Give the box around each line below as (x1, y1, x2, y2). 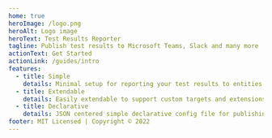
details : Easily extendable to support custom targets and (23, 95, 227, 103)
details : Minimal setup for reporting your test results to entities (23, 80, 263, 88)
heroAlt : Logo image (8, 27, 79, 35)
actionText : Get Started (8, 50, 92, 58)
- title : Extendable (15, 87, 85, 96)
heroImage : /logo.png (8, 19, 82, 28)
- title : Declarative (15, 102, 89, 110)
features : (8, 65, 42, 73)
